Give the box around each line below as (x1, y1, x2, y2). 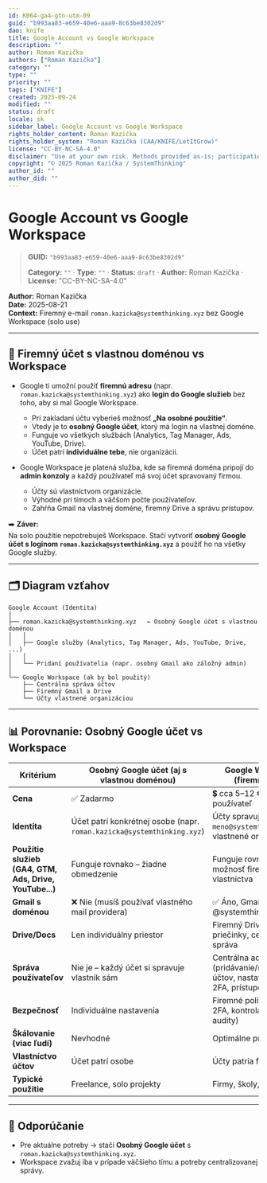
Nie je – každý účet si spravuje (71, 962, 185, 974)
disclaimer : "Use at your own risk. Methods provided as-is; (8, 152, 215, 160)
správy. (19, 1165, 44, 1175)
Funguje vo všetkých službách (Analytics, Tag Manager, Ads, (31, 430, 232, 439)
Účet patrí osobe (71, 1056, 133, 1067)
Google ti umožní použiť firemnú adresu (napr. (19, 381, 173, 390)
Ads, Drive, (12, 873, 55, 884)
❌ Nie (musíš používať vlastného (71, 896, 193, 908)
